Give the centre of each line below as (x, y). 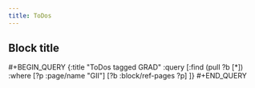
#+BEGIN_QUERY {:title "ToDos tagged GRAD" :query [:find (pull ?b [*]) (126, 67)
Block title (34, 48)
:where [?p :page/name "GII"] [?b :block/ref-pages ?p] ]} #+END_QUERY (127, 76)
